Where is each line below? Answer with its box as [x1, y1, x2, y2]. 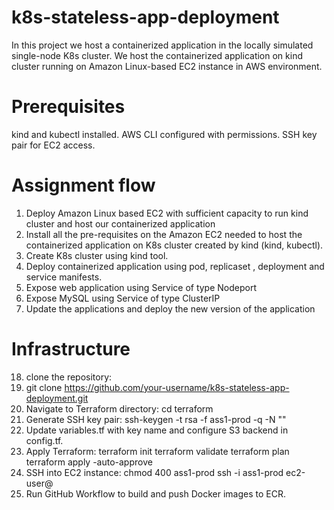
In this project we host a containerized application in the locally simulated [11, 39, 314, 51]
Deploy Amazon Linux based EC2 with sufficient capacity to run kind [25, 207, 309, 219]
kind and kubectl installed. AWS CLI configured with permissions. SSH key [11, 128, 318, 140]
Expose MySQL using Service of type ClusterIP [25, 292, 221, 304]
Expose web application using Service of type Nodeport [25, 281, 258, 293]
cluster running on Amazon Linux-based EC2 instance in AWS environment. [11, 60, 323, 72]
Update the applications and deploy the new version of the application [25, 302, 316, 315]
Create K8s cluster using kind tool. [25, 249, 169, 261]
